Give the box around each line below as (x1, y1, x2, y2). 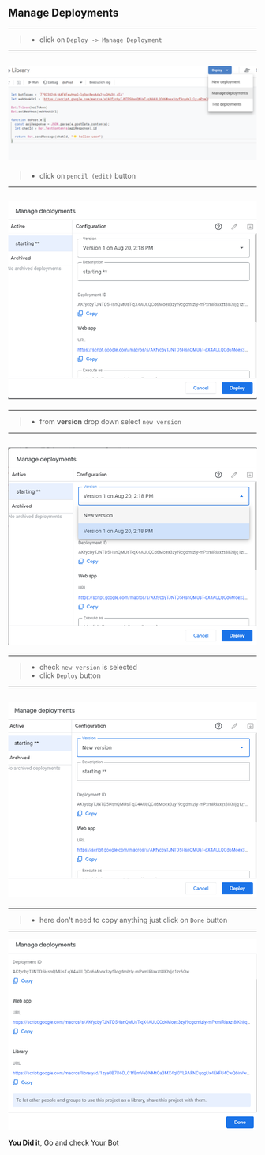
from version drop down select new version (39, 417, 181, 427)
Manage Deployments (8, 6, 119, 20)
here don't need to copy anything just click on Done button (39, 915, 228, 924)
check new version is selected (39, 662, 138, 672)
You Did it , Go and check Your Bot (8, 1138, 120, 1148)
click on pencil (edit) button (39, 171, 136, 180)
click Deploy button (39, 671, 101, 680)
